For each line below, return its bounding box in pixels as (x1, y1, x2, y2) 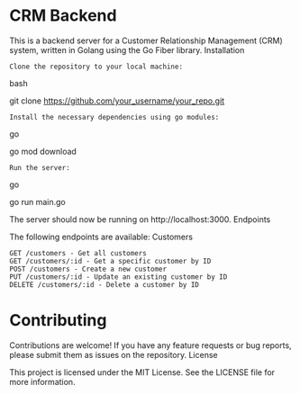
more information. (9, 376, 76, 387)
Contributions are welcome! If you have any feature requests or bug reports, (9, 339, 292, 351)
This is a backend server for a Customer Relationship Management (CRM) (9, 35, 284, 46)
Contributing (9, 310, 107, 331)
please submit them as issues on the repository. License (9, 349, 218, 360)
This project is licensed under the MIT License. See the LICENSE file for (9, 366, 276, 378)
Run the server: (9, 163, 70, 172)
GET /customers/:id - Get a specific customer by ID (9, 256, 212, 265)
